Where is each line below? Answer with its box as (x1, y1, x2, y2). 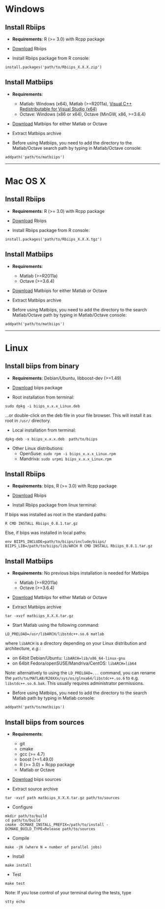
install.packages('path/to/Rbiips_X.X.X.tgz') (5, 236, 102, 242)
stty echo (5, 899, 26, 905)
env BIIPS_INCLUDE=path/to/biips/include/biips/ (5, 539, 107, 544)
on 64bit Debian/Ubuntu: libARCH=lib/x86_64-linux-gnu (12, 655, 125, 661)
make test (5, 881, 26, 886)
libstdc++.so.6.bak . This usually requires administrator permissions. (5, 680, 144, 686)
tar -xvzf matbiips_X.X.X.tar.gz (5, 613, 74, 619)
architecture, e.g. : (5, 645, 41, 651)
